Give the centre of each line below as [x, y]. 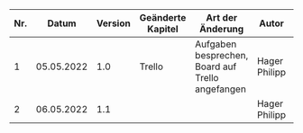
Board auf [216, 66]
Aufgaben [216, 44]
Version [113, 23]
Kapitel [163, 29]
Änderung [222, 29]
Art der [221, 18]
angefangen [220, 89]
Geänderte [163, 18]
